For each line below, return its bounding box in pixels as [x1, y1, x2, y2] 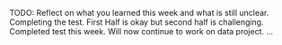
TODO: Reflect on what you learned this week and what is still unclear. [9, 8, 269, 18]
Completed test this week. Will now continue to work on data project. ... [9, 26, 274, 36]
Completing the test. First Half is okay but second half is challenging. [9, 17, 264, 27]
